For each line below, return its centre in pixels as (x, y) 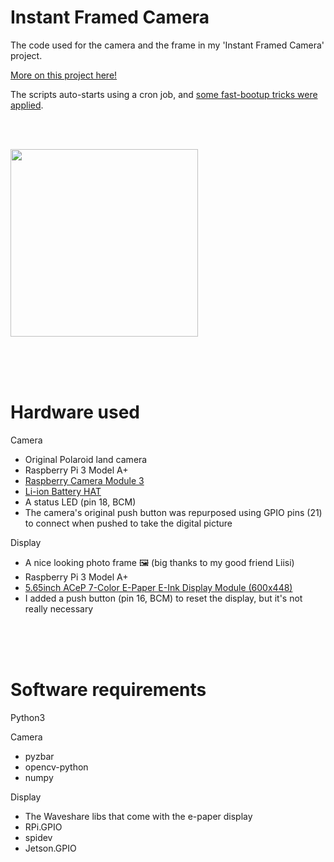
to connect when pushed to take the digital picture (128, 523)
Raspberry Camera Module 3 (84, 480)
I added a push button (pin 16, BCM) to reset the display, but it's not (163, 598)
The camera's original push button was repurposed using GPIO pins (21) (173, 512)
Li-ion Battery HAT (63, 491)
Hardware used (75, 412)
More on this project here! (64, 75)
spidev (38, 837)
